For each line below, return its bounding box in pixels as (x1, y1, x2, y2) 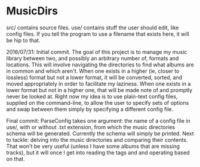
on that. (6, 155, 25, 162)
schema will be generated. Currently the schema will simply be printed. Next (6, 130, 194, 137)
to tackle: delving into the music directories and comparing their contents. (6, 136, 188, 143)
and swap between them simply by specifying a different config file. (6, 105, 174, 113)
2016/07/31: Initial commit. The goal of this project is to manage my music (6, 48, 187, 55)
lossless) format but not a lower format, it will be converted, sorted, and (6, 74, 183, 81)
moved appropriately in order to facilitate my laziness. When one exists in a (6, 80, 191, 87)
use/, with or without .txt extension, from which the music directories (6, 123, 176, 130)
